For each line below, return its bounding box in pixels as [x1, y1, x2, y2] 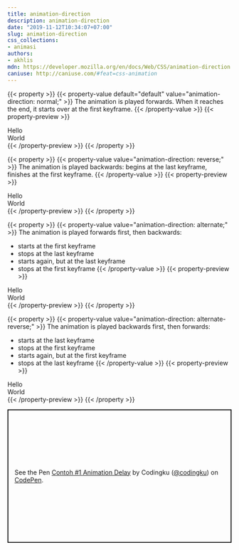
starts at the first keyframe [17, 241, 96, 250]
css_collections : [7, 37, 59, 44]
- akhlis [7, 57, 33, 64]
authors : [7, 51, 33, 58]
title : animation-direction [7, 10, 91, 18]
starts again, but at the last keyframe [17, 257, 126, 265]
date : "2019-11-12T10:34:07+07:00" [7, 23, 113, 31]
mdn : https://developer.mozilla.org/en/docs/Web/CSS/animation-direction [7, 63, 231, 70]
